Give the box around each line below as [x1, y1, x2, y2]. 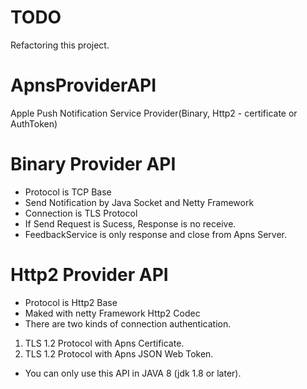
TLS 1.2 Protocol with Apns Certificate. [24, 337, 185, 349]
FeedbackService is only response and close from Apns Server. [24, 228, 287, 240]
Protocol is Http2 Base [24, 296, 118, 308]
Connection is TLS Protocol [24, 207, 138, 219]
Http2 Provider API [10, 264, 169, 286]
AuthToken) [10, 117, 58, 130]
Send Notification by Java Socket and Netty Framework [24, 196, 255, 208]
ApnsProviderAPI [10, 74, 157, 97]
